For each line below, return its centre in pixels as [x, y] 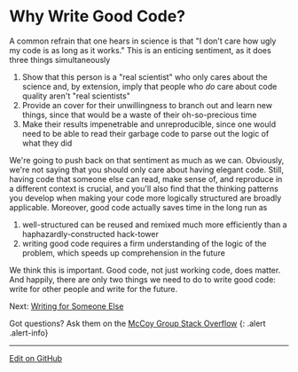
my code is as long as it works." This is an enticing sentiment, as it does [141, 50]
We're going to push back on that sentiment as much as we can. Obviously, [147, 160]
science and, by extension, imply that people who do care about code [149, 86]
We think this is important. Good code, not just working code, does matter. [145, 270]
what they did [47, 143]
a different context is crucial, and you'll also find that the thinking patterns [144, 188]
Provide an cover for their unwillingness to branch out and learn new [147, 105]
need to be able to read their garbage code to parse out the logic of [145, 133]
